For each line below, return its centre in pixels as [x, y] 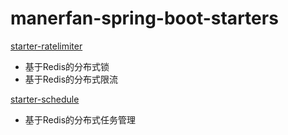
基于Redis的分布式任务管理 [80, 119]
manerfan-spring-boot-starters [144, 18]
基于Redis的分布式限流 [71, 79]
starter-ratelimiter [46, 46]
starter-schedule [45, 99]
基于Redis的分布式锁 [67, 66]
